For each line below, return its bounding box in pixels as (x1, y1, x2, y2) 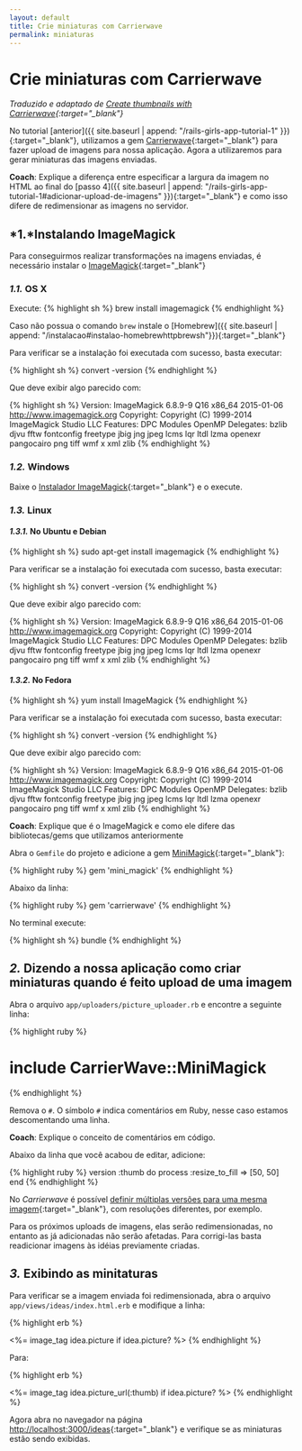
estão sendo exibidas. (9, 1433, 91, 1444)
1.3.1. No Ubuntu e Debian (9, 526, 107, 537)
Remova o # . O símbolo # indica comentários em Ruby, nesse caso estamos (9, 1105, 289, 1116)
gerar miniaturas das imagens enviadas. (9, 154, 157, 165)
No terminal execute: (9, 917, 87, 928)
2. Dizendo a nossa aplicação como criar (9, 961, 242, 976)
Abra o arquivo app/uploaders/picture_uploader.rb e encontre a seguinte (9, 999, 282, 1009)
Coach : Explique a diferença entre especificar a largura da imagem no (9, 172, 270, 183)
